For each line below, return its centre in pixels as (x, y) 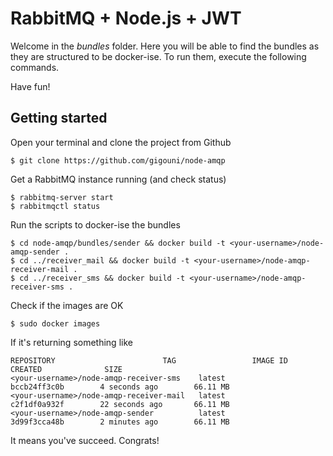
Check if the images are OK (67, 305)
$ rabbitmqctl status (55, 206)
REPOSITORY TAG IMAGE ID (149, 360)
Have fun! (30, 86)
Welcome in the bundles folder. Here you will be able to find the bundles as (165, 46)
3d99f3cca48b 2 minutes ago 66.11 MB (120, 422)
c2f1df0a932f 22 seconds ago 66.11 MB (120, 404)
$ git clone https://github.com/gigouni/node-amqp (118, 160)
